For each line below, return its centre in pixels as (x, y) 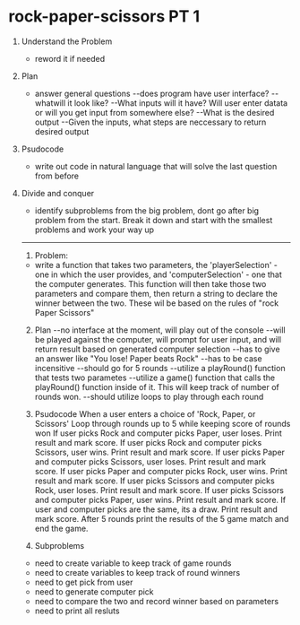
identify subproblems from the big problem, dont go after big (147, 210)
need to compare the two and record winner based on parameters (157, 601)
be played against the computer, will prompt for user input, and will (158, 339)
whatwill (50, 103)
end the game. (61, 528)
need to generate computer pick (94, 591)
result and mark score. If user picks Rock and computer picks (148, 442)
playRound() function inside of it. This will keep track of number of (157, 386)
